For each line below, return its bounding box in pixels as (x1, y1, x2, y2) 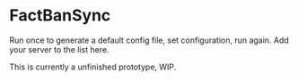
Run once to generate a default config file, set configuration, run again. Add (9, 35, 289, 45)
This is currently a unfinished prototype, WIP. (9, 61, 177, 72)
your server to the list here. (9, 44, 110, 54)
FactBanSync (9, 5, 111, 26)
